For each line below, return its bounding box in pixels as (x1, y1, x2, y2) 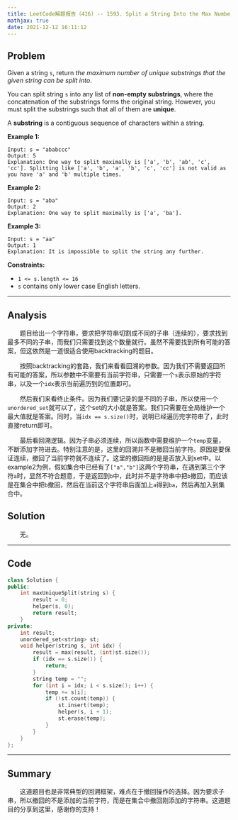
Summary (7, 768, 52, 780)
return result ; (33, 609, 78, 616)
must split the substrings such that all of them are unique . (7, 105, 176, 113)
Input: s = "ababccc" (7, 146, 72, 153)
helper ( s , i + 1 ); (57, 709, 113, 716)
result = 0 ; (33, 597, 69, 604)
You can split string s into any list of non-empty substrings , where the (7, 90, 214, 99)
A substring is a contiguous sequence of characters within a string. (7, 118, 205, 128)
